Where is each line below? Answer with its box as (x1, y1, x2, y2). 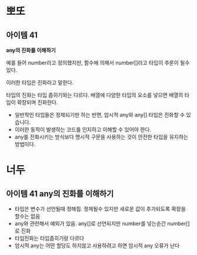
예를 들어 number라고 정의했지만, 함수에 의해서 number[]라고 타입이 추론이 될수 (6, 59, 190, 66)
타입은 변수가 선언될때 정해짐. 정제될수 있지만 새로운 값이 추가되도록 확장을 (14, 206, 186, 212)
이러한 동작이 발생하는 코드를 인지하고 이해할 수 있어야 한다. (14, 126, 152, 133)
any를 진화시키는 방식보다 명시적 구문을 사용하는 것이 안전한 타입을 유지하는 (14, 133, 189, 140)
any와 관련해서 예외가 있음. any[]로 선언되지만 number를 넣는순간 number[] (14, 220, 190, 227)
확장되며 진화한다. (16, 99, 58, 106)
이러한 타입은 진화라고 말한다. (6, 79, 74, 86)
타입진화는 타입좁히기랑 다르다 (14, 235, 84, 241)
